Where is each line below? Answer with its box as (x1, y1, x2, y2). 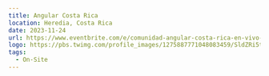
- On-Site (15, 56, 48, 64)
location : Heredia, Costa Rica (8, 19, 113, 27)
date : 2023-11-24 (8, 26, 66, 34)
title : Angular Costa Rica (8, 11, 98, 20)
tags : (8, 48, 26, 56)
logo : (8, 41, 26, 49)
